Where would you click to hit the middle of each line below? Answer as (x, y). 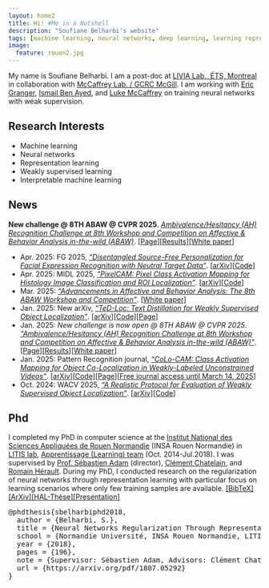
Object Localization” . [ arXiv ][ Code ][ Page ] (89, 316)
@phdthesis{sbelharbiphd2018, (68, 512)
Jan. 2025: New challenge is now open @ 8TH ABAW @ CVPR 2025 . (133, 324)
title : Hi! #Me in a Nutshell (59, 23)
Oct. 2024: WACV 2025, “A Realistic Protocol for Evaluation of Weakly (136, 385)
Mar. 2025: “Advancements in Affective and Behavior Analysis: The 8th (137, 291)
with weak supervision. (46, 101)
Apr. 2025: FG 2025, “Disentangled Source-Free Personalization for (132, 256)
